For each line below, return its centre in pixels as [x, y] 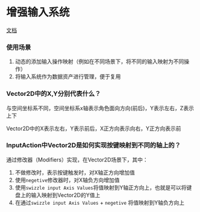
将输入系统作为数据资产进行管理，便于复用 [68, 76]
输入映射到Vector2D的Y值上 [66, 195]
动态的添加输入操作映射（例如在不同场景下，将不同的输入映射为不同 [99, 61]
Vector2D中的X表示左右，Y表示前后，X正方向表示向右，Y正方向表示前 [94, 128]
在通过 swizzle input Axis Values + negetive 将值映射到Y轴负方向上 [100, 202]
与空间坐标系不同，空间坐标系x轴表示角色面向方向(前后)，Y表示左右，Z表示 [100, 108]
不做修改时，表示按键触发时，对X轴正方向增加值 [75, 172]
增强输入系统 [38, 12]
